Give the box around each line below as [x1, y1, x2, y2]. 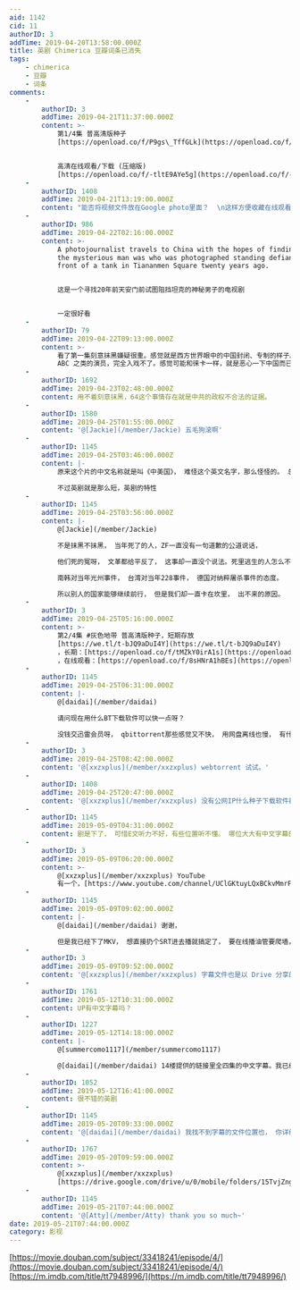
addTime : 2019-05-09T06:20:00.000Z [41, 855, 174, 864]
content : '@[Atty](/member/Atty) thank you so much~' [41, 1210, 246, 1220]
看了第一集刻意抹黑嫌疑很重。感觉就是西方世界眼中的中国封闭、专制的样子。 [56, 350, 296, 360]
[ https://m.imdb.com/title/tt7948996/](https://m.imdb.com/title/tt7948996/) [9, 1271, 287, 1282]
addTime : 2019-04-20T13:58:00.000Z [9, 38, 142, 47]
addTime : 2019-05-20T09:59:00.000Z [41, 1152, 174, 1162]
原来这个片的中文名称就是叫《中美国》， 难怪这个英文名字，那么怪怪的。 [56, 467, 284, 476]
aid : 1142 [9, 13, 46, 22]
